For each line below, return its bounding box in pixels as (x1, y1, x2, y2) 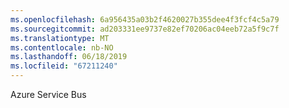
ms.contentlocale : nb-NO (10, 42, 114, 53)
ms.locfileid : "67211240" (10, 61, 118, 71)
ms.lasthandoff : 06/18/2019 (10, 52, 128, 62)
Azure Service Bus (10, 89, 87, 100)
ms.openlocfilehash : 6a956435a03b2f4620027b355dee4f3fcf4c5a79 (10, 14, 280, 25)
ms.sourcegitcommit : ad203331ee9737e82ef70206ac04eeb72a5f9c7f (10, 24, 280, 34)
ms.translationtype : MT (10, 33, 110, 43)
